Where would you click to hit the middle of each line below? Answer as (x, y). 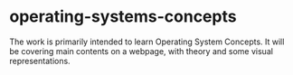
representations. (40, 61)
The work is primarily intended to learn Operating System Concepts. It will (147, 42)
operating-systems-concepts (123, 17)
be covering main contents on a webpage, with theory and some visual (142, 51)
